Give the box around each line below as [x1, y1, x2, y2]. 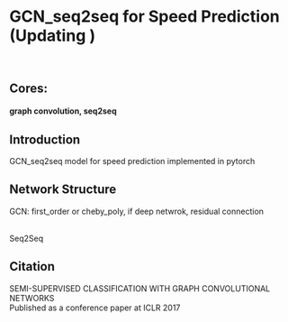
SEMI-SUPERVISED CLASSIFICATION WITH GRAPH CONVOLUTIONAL [9, 282, 271, 294]
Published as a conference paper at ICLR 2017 [9, 302, 181, 313]
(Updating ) [9, 25, 96, 46]
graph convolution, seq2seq [9, 106, 117, 116]
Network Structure [9, 182, 117, 198]
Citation [9, 259, 56, 274]
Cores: [9, 80, 48, 96]
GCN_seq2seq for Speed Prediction [9, 6, 281, 27]
